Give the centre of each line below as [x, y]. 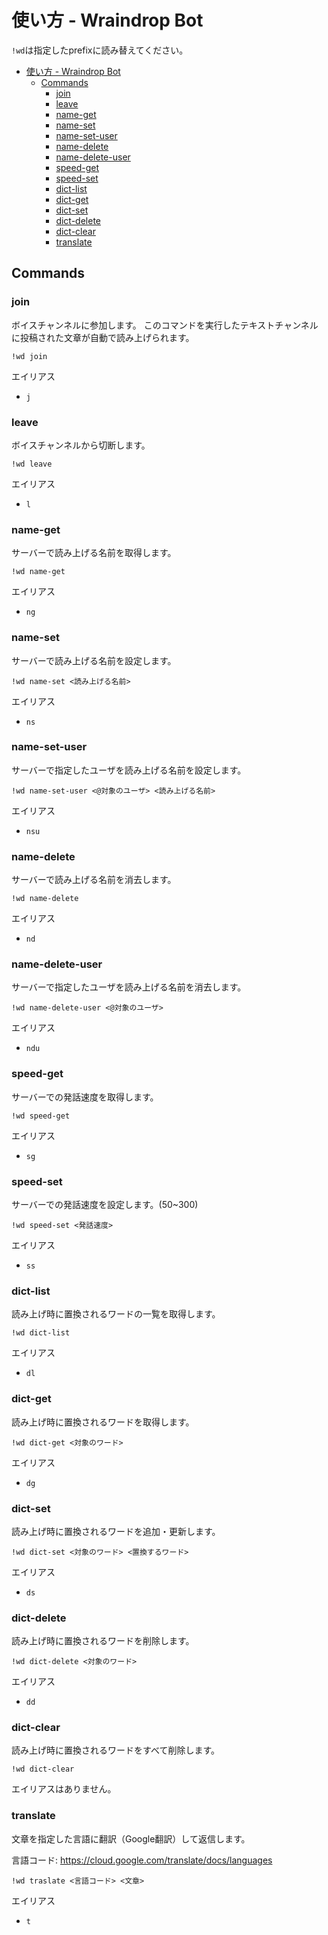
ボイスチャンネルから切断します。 [81, 445]
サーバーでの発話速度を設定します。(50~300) [105, 1204]
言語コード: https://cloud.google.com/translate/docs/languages [142, 1860]
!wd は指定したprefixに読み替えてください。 [100, 50]
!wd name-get [38, 572]
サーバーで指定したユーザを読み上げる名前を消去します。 [129, 987]
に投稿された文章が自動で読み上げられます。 [103, 337]
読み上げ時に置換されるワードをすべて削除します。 [116, 1750]
